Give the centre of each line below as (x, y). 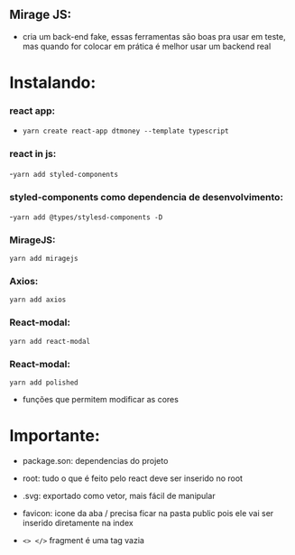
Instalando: (53, 83)
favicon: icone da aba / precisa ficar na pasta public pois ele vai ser (148, 513)
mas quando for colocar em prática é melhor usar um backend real (147, 46)
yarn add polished (44, 383)
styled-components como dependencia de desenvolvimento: (147, 197)
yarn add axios (38, 300)
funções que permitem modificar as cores (100, 400)
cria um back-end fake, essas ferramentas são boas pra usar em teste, (154, 36)
